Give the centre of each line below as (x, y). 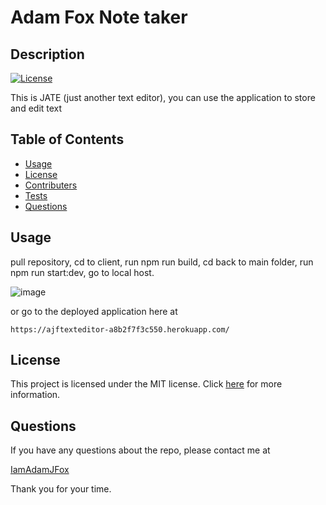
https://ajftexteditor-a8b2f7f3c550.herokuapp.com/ (120, 329)
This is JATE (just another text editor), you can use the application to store (163, 97)
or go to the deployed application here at (94, 311)
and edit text (36, 108)
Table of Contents (67, 139)
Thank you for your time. (61, 489)
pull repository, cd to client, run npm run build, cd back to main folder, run (162, 262)
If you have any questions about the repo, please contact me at (140, 450)
